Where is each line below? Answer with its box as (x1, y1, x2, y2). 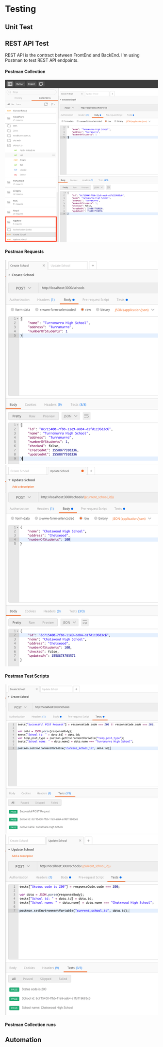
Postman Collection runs (5, 1022, 56, 1028)
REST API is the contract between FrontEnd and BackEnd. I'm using (5, 52, 140, 58)
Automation (5, 1036, 42, 1044)
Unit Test (5, 23, 33, 31)
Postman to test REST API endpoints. (5, 57, 79, 63)
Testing (5, 3, 36, 15)
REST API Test (5, 39, 49, 47)
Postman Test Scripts (5, 673, 49, 679)
